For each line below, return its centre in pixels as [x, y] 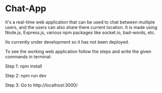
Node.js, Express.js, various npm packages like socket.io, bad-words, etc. [80, 32]
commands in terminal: [28, 56]
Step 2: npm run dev [26, 75]
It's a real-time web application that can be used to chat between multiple [80, 22]
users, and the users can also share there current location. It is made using [81, 27]
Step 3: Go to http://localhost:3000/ [41, 85]
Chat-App [26, 9]
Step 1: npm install [24, 66]
